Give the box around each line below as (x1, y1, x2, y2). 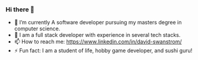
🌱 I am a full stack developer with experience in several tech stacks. (14, 31, 181, 39)
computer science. (14, 25, 61, 32)
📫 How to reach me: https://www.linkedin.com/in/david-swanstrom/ (14, 38, 182, 45)
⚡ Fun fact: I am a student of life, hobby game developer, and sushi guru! (14, 47, 193, 54)
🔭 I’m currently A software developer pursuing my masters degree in (14, 19, 182, 26)
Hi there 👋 (5, 5, 35, 14)
